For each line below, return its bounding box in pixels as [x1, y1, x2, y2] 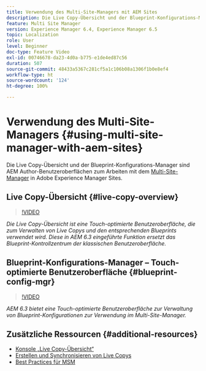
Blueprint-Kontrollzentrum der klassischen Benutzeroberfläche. [6, 240, 167, 247]
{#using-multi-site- [61, 128, 164, 142]
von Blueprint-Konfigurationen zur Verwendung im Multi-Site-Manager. [6, 311, 187, 319]
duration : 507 [6, 60, 43, 66]
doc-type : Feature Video [6, 49, 70, 55]
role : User [6, 37, 34, 44]
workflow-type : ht [6, 72, 53, 78]
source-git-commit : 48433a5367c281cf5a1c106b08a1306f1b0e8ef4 [6, 66, 169, 72]
